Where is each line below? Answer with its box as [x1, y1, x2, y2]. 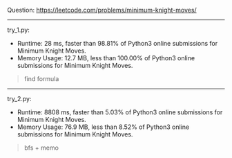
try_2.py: [7, 95, 32, 103]
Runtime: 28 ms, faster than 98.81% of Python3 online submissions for [17, 39, 218, 47]
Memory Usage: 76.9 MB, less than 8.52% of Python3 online [17, 123, 190, 131]
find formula [23, 75, 59, 82]
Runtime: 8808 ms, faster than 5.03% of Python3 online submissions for [17, 108, 223, 116]
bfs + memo [23, 143, 59, 152]
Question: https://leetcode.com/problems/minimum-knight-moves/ [7, 6, 197, 14]
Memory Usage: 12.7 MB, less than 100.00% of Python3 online [17, 54, 195, 62]
